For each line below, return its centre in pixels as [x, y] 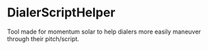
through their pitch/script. [43, 38]
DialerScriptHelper [61, 13]
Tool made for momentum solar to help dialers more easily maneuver [104, 32]
